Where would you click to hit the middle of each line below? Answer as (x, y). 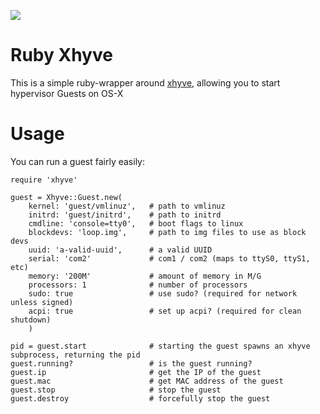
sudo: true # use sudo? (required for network (163, 293)
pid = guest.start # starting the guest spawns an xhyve (160, 346)
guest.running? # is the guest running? (131, 363)
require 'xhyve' (44, 180)
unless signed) (42, 302)
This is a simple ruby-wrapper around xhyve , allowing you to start (145, 82)
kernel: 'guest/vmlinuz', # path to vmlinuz (127, 206)
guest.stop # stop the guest (116, 390)
